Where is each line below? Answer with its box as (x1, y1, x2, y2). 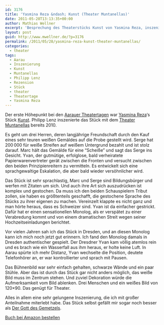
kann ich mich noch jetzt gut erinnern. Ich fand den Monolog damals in (5, 234, 147, 240)
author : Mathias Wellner (5, 21, 56, 26)
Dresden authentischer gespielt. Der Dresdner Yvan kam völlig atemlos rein (5, 239, 157, 245)
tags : (5, 52, 16, 58)
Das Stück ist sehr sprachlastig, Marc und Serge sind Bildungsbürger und (5, 177, 153, 184)
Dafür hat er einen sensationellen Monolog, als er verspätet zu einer (5, 209, 142, 215)
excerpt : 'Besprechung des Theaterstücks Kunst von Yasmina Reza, (5, 25, 143, 30)
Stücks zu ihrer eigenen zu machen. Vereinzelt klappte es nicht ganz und (5, 199, 152, 204)
